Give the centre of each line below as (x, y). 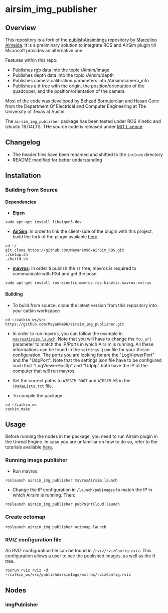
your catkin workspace (36, 311)
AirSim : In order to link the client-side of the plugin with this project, (82, 231)
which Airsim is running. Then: (44, 495)
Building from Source (32, 190)
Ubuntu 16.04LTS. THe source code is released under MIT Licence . (74, 127)
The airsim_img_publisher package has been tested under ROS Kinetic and (83, 121)
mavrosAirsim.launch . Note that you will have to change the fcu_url (82, 339)
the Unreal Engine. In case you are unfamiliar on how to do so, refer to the (81, 442)
